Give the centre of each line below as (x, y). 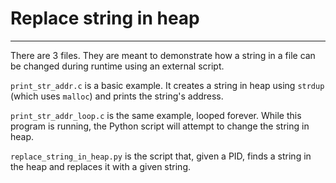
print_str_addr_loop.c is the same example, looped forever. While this (156, 115)
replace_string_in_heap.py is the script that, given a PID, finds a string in (161, 156)
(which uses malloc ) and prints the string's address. (117, 96)
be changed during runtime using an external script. (117, 66)
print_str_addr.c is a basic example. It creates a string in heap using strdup (167, 85)
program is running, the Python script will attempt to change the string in (160, 126)
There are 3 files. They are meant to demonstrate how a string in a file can (163, 55)
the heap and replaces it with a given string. (101, 166)
